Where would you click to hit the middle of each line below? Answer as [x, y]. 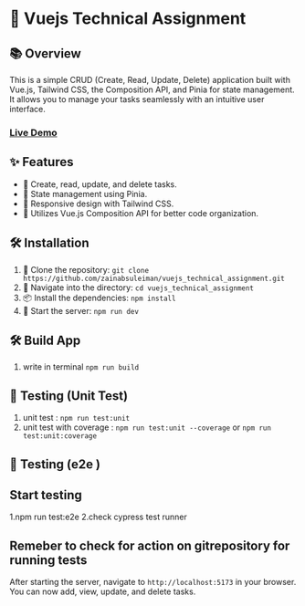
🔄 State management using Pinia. [85, 193]
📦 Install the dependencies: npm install [99, 298]
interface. [27, 109]
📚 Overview [46, 53]
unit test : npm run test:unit [76, 418]
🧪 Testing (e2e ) [55, 464]
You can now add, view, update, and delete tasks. [103, 591]
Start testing [46, 495]
